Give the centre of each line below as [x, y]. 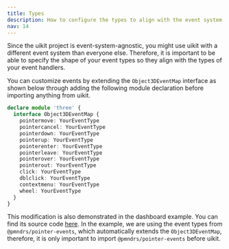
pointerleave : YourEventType [61, 153]
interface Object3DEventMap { [56, 115]
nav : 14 [18, 26]
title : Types [26, 13]
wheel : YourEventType [50, 191]
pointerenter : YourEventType [61, 146]
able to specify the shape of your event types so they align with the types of [115, 60]
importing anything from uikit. [49, 95]
